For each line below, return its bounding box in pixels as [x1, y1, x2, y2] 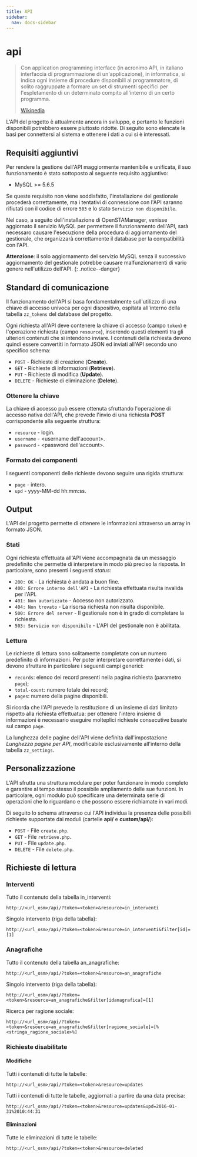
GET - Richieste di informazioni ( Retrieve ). [14, 364, 116, 371]
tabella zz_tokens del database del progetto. [6, 310, 113, 318]
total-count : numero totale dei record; [14, 686, 109, 693]
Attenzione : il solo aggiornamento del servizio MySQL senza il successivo [6, 253, 186, 260]
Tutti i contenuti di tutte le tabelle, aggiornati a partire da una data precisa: [6, 1092, 185, 1099]
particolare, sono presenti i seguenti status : [6, 566, 112, 574]
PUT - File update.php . [14, 839, 66, 846]
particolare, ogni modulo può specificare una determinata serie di [6, 792, 165, 799]
